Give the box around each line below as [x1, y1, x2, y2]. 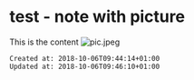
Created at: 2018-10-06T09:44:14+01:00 [9, 54, 160, 63]
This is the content [9, 36, 79, 47]
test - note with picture [9, 6, 186, 27]
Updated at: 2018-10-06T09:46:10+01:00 [9, 62, 160, 71]
